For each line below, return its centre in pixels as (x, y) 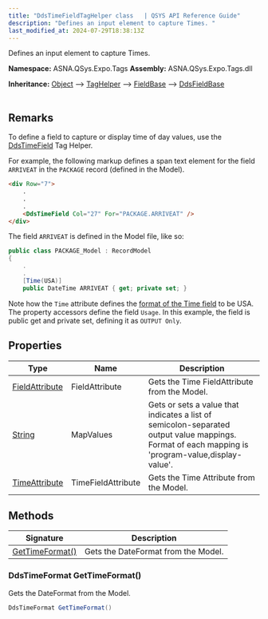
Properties (35, 345)
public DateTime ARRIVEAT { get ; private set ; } (105, 288)
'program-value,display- (195, 454)
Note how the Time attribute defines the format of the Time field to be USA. (131, 304)
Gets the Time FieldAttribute (201, 382)
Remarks (31, 118)
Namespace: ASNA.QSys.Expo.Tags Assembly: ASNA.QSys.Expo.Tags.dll (130, 69)
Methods (31, 516)
